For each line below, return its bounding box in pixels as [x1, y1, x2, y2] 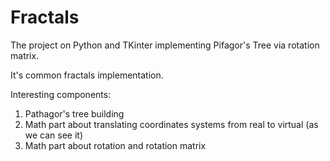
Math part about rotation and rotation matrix [24, 139, 207, 151]
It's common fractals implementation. [10, 69, 164, 81]
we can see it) [24, 129, 84, 141]
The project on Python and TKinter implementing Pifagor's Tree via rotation [10, 39, 320, 51]
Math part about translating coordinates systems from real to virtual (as [24, 118, 319, 130]
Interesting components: [10, 88, 112, 100]
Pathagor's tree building [24, 107, 125, 120]
